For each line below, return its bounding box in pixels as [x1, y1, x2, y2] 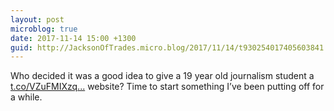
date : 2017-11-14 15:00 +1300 [10, 33, 137, 43]
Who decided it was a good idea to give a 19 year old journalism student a [10, 70, 315, 82]
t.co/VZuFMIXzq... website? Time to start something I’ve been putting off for [10, 81, 325, 93]
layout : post [10, 14, 65, 25]
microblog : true [10, 24, 78, 34]
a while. [10, 91, 43, 103]
